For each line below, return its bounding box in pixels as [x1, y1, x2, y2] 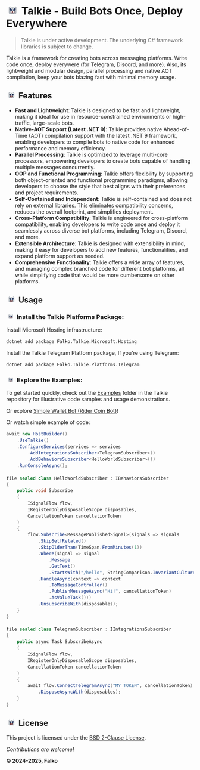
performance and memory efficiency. [14, 144, 107, 151]
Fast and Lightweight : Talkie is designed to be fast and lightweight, [14, 106, 181, 114]
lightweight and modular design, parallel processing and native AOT [6, 67, 173, 74]
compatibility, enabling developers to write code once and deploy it [14, 221, 180, 228]
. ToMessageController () [48, 582, 108, 588]
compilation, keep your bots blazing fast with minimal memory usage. [6, 73, 177, 81]
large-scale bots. [32, 119, 74, 126]
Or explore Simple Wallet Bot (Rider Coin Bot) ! [6, 407, 119, 415]
